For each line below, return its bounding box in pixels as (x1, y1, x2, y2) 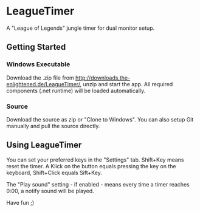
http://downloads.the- (75, 74, 131, 81)
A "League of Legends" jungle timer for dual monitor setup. (6, 24, 155, 32)
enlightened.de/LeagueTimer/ (6, 80, 80, 87)
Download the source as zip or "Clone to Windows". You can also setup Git (6, 115, 194, 123)
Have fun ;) (6, 199, 35, 206)
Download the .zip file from (6, 74, 74, 81)
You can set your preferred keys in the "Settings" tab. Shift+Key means (6, 156, 184, 163)
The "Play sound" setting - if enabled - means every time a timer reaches (6, 180, 190, 188)
